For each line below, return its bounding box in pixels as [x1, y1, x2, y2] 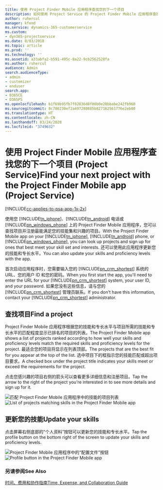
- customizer [5, 79, 32, 84]
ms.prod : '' [5, 47, 29, 52]
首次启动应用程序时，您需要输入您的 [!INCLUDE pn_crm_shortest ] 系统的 [5, 266, 149, 272]
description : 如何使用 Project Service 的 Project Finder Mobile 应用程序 [5, 12, 153, 16]
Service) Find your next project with [5, 169, 151, 180]
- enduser [5, 83, 25, 89]
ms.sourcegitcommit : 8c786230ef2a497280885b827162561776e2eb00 [5, 106, 136, 111]
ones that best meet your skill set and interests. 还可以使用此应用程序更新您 [5, 244, 156, 250]
